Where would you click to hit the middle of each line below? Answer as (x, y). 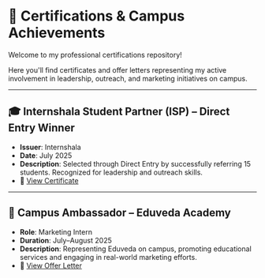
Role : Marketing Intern (56, 231)
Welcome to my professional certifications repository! (95, 54)
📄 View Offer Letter (51, 265)
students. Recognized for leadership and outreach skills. (111, 172)
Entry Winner (41, 128)
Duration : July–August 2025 (65, 240)
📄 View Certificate (49, 180)
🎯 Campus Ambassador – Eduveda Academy (119, 213)
